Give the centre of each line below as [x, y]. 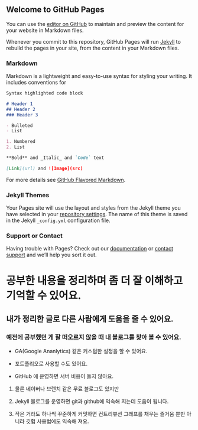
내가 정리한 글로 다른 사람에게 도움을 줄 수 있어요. [90, 319]
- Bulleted [20, 126]
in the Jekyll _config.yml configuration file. [58, 220]
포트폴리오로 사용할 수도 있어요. [51, 364]
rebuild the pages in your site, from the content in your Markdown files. [92, 48]
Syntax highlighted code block [45, 93]
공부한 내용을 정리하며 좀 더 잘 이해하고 [95, 281]
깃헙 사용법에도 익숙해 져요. [57, 421]
